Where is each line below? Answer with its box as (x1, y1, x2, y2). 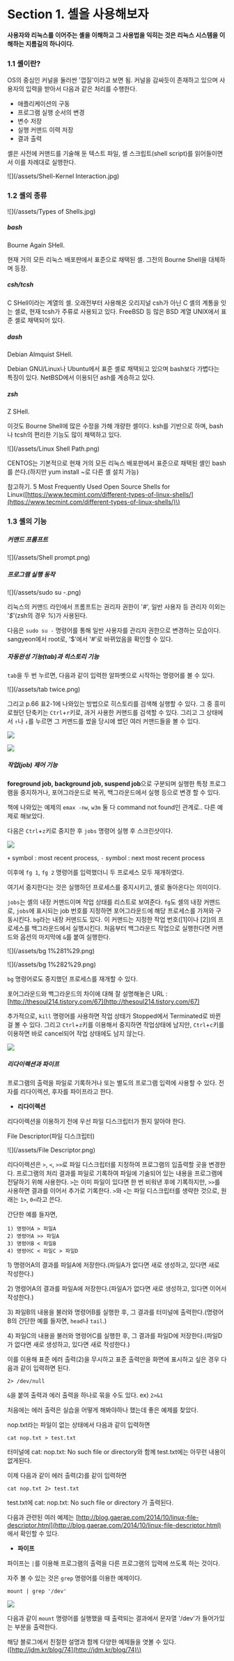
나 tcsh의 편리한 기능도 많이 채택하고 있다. (7, 430, 122, 439)
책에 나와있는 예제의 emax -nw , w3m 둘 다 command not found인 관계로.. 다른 (7, 803, 216, 811)
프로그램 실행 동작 (7, 570, 56, 579)
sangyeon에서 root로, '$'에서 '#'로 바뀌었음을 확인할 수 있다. (7, 635, 173, 644)
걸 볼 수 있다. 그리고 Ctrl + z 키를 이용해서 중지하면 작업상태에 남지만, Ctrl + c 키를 (7, 1021, 225, 1029)
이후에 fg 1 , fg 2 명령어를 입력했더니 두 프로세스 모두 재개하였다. (7, 868, 185, 877)
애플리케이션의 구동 (17, 99, 70, 108)
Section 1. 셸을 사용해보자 (7, 6, 149, 22)
